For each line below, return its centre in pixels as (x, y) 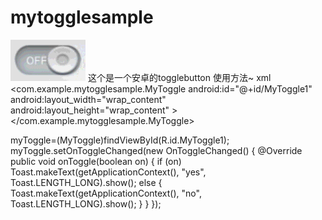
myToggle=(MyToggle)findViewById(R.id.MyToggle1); (120, 140)
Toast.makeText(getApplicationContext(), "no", (106, 193)
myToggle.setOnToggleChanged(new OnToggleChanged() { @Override (156, 150)
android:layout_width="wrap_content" (88, 99)
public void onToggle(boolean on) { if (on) (96, 161)
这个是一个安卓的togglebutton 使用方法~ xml (179, 77)
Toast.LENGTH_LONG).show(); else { (86, 182)
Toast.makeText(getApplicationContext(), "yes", (108, 172)
